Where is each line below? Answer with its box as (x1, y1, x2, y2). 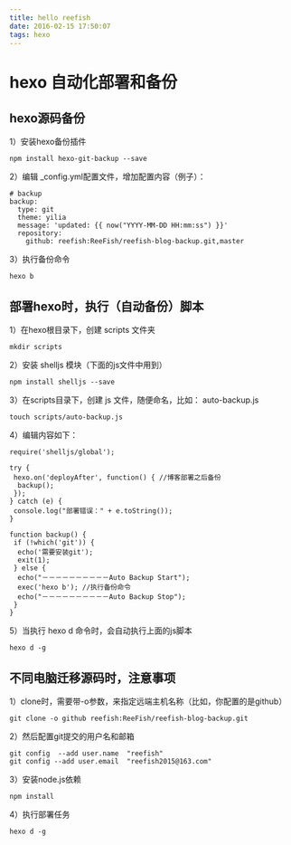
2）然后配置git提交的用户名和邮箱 (9, 731, 136, 742)
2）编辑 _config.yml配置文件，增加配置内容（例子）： (9, 171, 206, 182)
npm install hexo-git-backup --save (9, 155, 147, 164)
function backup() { (9, 530, 88, 539)
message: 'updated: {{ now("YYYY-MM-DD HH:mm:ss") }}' (17, 221, 229, 231)
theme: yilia (17, 214, 67, 223)
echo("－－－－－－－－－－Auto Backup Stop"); (17, 593, 187, 602)
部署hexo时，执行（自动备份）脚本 (9, 299, 204, 314)
